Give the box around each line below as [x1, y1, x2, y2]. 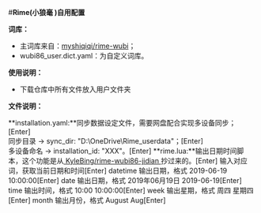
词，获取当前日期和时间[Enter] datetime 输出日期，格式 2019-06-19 [8, 166, 228, 175]
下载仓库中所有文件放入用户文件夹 [19, 84, 131, 94]
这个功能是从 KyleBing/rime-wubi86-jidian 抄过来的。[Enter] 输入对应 [21, 156, 248, 165]
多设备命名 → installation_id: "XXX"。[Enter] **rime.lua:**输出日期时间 [8, 146, 237, 155]
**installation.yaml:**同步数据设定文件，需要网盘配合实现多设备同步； [8, 118, 236, 127]
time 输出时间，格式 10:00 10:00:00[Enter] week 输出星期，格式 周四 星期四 [8, 185, 255, 195]
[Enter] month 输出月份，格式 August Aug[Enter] [8, 196, 166, 204]
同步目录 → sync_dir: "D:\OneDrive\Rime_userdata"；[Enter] [8, 136, 204, 145]
